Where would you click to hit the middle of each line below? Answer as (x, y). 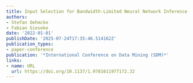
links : (14, 60)
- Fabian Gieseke (27, 28)
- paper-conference (30, 50)
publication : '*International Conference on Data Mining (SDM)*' (87, 55)
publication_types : (30, 44)
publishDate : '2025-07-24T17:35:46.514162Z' (61, 39)
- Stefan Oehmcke (27, 22)
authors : (17, 17)
